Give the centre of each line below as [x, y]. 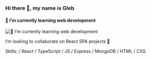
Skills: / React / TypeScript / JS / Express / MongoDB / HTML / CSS [75, 51]
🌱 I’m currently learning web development [50, 20]
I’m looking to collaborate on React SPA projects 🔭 [58, 41]
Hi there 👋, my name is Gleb [40, 8]
